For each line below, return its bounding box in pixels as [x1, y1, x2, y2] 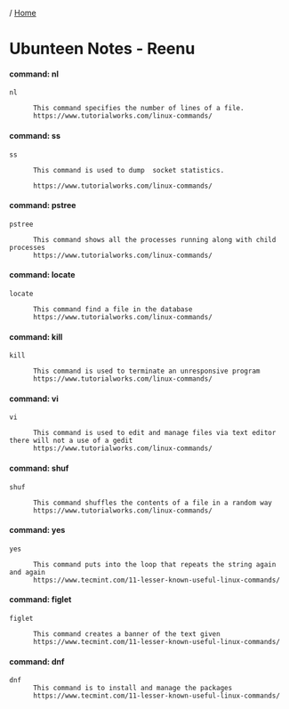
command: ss [9, 130, 60, 141]
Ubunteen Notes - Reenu [9, 39, 196, 59]
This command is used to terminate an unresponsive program [32, 367, 261, 376]
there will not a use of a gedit [9, 436, 133, 446]
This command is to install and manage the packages [32, 684, 233, 693]
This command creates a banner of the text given [32, 630, 221, 639]
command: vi [9, 393, 60, 404]
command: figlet [9, 594, 72, 605]
